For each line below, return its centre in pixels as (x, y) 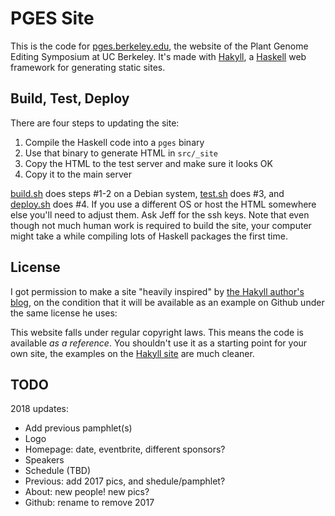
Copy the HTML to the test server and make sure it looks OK (148, 163)
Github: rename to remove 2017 (89, 503)
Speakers (44, 460)
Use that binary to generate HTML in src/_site (121, 153)
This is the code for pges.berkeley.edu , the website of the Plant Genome (159, 46)
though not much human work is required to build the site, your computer (161, 225)
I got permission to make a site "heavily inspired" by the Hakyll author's (157, 291)
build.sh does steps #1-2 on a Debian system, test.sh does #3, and (147, 193)
